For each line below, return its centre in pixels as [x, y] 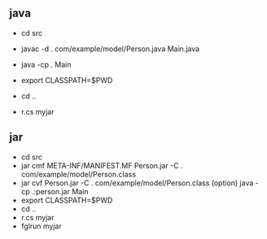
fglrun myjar [41, 226]
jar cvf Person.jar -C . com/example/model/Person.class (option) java [137, 183]
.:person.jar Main [60, 191]
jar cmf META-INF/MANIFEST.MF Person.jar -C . [102, 165]
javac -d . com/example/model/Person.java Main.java [110, 49]
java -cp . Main [46, 64]
